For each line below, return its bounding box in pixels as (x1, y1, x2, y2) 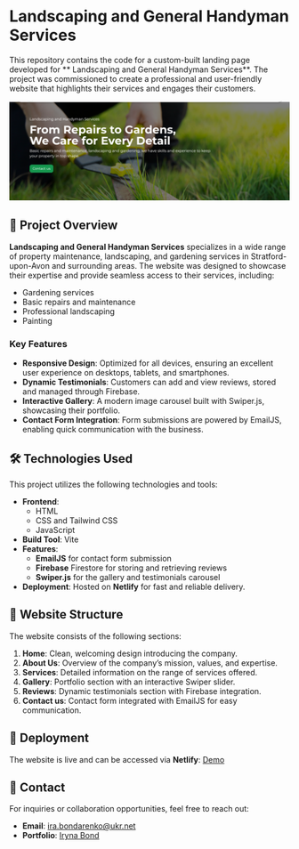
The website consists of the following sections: (9, 630, 182, 642)
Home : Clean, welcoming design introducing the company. (21, 648, 238, 659)
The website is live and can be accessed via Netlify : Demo (9, 754, 225, 764)
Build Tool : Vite (21, 534, 79, 545)
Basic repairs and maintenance (21, 296, 136, 307)
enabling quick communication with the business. (21, 424, 205, 435)
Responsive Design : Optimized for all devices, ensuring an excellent (21, 358, 274, 368)
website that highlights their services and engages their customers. (9, 83, 256, 93)
